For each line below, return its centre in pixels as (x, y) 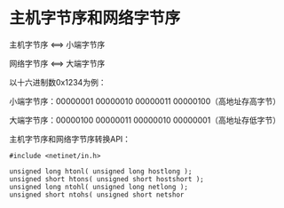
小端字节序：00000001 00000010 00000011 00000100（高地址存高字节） (145, 101)
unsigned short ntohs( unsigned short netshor (97, 195)
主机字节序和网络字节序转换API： (70, 139)
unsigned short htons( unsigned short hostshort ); (106, 179)
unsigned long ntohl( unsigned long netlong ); (99, 187)
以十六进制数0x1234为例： (58, 82)
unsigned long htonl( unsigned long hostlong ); (101, 171)
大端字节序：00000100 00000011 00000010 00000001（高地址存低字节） (145, 120)
